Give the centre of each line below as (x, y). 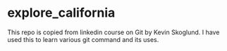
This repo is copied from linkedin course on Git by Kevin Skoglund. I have (114, 32)
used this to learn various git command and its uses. (83, 39)
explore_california (61, 13)
